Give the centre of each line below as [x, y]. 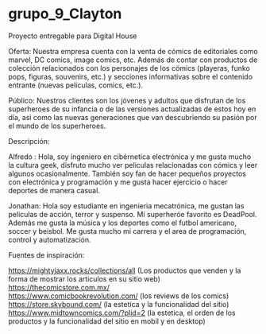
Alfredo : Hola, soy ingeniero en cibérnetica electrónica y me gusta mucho [130, 157]
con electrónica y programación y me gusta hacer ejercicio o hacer [118, 182]
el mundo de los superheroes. [57, 126]
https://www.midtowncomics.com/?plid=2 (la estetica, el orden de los [122, 313]
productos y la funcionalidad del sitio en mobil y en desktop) [107, 321]
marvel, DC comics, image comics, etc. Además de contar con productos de [133, 60]
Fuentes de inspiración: [46, 254]
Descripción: [29, 141]
